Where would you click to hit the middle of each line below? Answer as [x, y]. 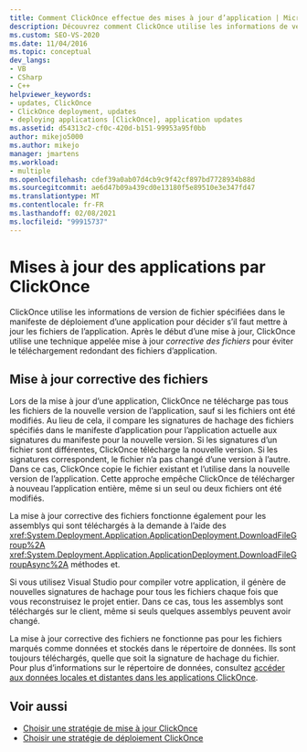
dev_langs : [30, 60]
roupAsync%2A [39, 565]
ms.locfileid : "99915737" [58, 222]
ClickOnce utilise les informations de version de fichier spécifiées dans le [148, 312]
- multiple [30, 171]
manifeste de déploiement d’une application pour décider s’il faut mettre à [148, 322]
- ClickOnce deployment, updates [73, 111]
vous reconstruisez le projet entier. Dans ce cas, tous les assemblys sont [147, 602]
